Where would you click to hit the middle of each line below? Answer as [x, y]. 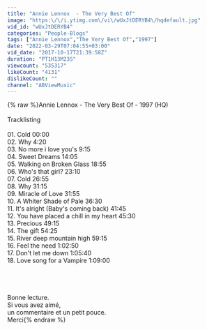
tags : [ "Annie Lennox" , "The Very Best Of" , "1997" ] [82, 40]
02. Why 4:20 [27, 142]
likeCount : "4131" [34, 72]
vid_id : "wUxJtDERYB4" [40, 27]
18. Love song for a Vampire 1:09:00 [59, 261]
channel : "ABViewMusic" [42, 85]
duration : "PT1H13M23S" [42, 59]
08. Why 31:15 [27, 186]
